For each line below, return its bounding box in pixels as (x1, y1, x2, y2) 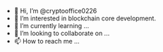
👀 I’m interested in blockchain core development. (13, 14, 157, 22)
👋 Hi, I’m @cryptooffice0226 (13, 7, 97, 15)
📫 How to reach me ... (13, 37, 80, 45)
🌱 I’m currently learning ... (13, 22, 90, 30)
